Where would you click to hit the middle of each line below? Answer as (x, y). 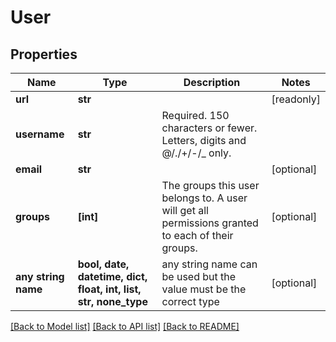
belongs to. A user (204, 198)
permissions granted (210, 223)
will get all (185, 210)
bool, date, (103, 264)
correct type (190, 301)
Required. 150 (195, 115)
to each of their (197, 235)
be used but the (199, 276)
